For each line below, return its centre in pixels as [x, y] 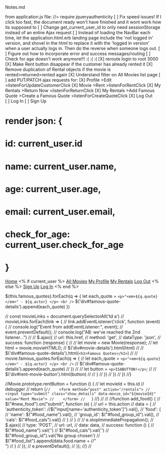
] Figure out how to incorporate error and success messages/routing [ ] [78, 54]
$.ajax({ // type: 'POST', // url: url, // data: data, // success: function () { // [80, 425]
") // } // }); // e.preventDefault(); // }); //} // [48, 446]
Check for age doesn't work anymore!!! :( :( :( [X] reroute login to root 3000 [82, 59]
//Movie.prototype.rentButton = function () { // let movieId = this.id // [75, 384]
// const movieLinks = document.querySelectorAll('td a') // [65, 316]
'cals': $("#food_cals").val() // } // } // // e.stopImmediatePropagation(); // [79, 420]
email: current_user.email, [60, 211]
